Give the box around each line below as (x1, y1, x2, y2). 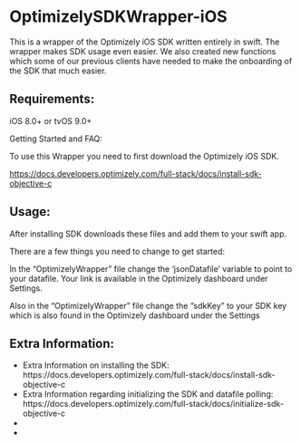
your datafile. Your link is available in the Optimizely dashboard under (9, 273, 268, 284)
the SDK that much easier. (9, 65, 107, 76)
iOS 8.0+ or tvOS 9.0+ (9, 115, 92, 126)
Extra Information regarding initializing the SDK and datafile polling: (22, 389, 274, 400)
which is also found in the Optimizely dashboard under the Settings (9, 310, 260, 321)
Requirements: (9, 92, 95, 107)
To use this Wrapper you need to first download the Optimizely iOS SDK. (9, 150, 279, 161)
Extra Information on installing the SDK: (22, 360, 170, 371)
